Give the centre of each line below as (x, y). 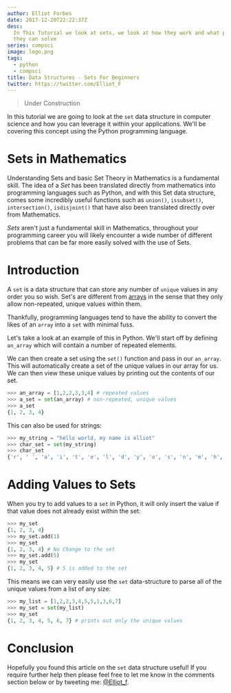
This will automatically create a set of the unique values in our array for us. (113, 366)
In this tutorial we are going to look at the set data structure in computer (109, 117)
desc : (15, 26)
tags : (15, 58)
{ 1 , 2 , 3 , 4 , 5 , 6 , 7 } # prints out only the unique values (95, 620)
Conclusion (41, 648)
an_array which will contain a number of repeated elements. (92, 345)
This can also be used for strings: (54, 425)
